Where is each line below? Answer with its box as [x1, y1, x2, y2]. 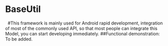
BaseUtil [5, 3, 41, 15]
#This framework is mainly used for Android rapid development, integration [7, 20, 163, 26]
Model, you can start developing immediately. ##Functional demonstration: [5, 30, 160, 36]
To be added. [5, 36, 33, 42]
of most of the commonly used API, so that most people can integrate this [5, 25, 158, 31]
